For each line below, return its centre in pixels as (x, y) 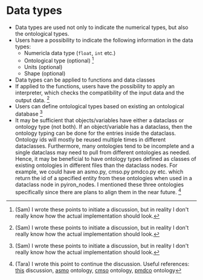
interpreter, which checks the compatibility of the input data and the (99, 93)
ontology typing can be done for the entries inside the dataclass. (95, 133)
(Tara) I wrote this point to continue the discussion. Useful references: (102, 264)
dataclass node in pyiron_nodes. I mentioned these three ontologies (99, 184)
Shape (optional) (45, 73)
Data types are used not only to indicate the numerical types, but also (101, 27)
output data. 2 (32, 99)
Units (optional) (43, 67)
